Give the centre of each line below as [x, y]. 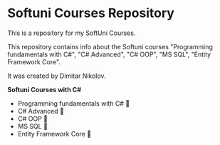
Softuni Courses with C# [44, 89]
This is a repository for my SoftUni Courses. [72, 33]
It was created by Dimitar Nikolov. [57, 76]
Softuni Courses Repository [91, 13]
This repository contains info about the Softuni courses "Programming [110, 46]
